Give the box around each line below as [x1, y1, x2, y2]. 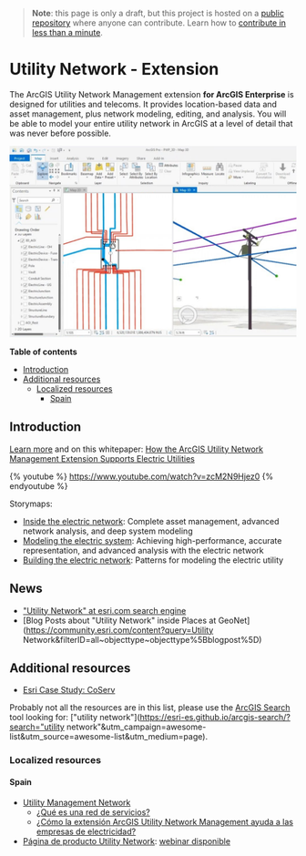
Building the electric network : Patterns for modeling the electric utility [22, 555, 284, 566]
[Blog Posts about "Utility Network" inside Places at [22, 615, 217, 626]
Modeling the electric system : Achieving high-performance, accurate [22, 535, 282, 545]
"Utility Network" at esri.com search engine [22, 605, 187, 616]
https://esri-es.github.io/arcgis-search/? [139, 712, 291, 723]
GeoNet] [218, 615, 250, 626]
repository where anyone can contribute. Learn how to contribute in [31, 17, 287, 28]
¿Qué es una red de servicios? [36, 806, 150, 818]
